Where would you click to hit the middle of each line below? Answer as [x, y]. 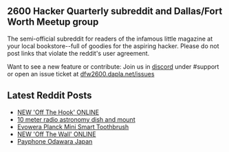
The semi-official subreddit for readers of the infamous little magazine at [110, 39]
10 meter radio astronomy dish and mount [76, 119]
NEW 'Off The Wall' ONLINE [56, 134]
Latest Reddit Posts [50, 96]
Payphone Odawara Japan [55, 141]
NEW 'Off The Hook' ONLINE [58, 112]
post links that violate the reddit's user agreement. [78, 53]
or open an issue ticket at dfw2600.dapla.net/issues [81, 74]
